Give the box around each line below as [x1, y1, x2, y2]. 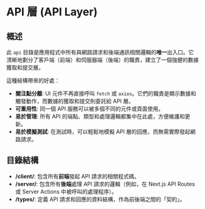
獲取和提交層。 [6, 64, 44, 71]
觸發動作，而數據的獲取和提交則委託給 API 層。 [15, 98, 134, 105]
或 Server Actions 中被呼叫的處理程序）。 [15, 188, 117, 195]
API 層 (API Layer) [6, 5, 98, 19]
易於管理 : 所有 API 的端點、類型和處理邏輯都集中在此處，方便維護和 [15, 113, 185, 120]
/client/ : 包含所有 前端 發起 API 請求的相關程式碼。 [15, 172, 140, 180]
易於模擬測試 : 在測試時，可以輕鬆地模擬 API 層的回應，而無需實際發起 [15, 128, 191, 135]
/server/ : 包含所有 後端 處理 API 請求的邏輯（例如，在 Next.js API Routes [15, 180, 195, 188]
